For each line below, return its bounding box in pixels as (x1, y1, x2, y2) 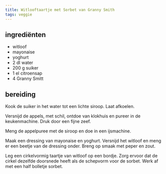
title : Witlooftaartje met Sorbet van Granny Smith (5, 7, 115, 12)
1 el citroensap (12, 70, 42, 76)
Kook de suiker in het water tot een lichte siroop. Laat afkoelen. (5, 103, 135, 109)
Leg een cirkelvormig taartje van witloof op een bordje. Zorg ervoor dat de (5, 153, 158, 159)
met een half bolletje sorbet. (5, 163, 63, 169)
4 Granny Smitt (12, 75, 44, 81)
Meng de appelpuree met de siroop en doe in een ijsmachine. (5, 128, 131, 134)
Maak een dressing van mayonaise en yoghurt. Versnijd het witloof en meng (5, 138, 162, 144)
